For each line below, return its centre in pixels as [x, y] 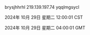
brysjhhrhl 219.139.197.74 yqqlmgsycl [42, 7]
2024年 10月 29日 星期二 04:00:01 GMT [45, 28]
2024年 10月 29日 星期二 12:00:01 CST [44, 17]
